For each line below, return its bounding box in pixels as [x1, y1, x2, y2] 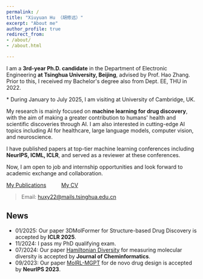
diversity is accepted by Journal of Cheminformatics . [15, 252, 150, 260]
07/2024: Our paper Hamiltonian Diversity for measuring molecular [15, 246, 182, 254]
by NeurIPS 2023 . [15, 265, 61, 273]
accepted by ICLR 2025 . [15, 233, 77, 240]
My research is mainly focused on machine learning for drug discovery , [6, 107, 188, 115]
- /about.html [6, 43, 42, 49]
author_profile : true [6, 25, 61, 32]
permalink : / [6, 8, 39, 15]
